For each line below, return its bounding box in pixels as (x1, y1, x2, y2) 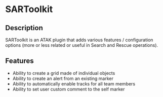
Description (5, 24, 43, 32)
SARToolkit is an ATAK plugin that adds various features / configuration (5, 37, 153, 43)
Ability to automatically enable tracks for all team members (12, 80, 136, 86)
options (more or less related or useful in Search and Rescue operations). (5, 42, 158, 48)
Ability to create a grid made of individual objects (12, 70, 115, 76)
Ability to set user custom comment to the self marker (12, 86, 125, 92)
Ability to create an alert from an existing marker (12, 75, 114, 81)
